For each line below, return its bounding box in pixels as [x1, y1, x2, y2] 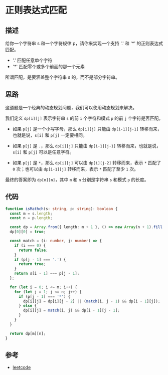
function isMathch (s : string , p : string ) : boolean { [5, 206, 118, 211]
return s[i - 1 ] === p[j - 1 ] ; [14, 271, 80, 276]
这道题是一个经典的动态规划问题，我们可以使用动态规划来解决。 [5, 104, 137, 110]
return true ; [18, 262, 46, 267]
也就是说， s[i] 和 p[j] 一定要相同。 [12, 132, 87, 138]
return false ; [18, 248, 49, 253]
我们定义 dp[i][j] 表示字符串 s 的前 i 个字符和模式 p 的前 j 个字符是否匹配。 [5, 115, 163, 121]
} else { [18, 303, 37, 308]
